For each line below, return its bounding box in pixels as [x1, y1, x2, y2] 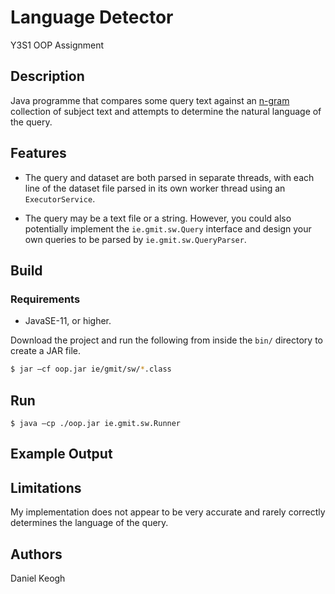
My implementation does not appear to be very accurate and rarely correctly [10, 506, 326, 518]
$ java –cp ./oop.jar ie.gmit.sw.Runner [10, 418, 182, 428]
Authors [10, 546, 63, 563]
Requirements [10, 292, 81, 306]
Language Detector [10, 6, 174, 29]
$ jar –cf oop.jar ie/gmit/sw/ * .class [10, 364, 172, 375]
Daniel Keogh [10, 572, 66, 584]
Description [10, 68, 85, 85]
